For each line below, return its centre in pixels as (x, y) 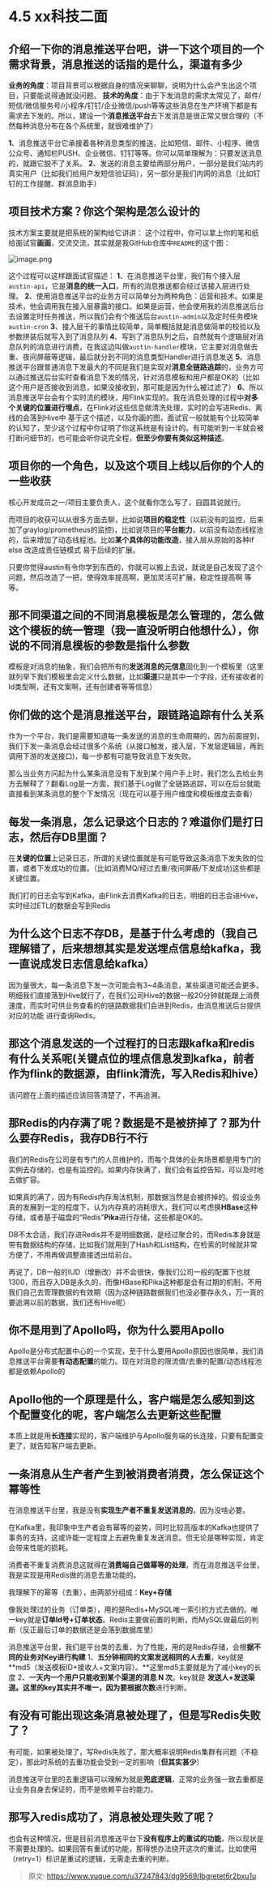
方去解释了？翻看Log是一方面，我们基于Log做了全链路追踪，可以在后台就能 (134, 784)
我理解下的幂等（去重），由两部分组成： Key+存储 (90, 1592)
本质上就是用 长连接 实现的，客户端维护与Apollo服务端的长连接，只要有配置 (132, 1436)
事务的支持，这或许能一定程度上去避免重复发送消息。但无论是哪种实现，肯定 (136, 1537)
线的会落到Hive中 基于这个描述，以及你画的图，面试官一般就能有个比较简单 (134, 418)
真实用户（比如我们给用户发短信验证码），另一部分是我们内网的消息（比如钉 (134, 173)
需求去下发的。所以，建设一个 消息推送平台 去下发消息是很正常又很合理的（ (132, 116)
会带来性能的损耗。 (41, 1547)
